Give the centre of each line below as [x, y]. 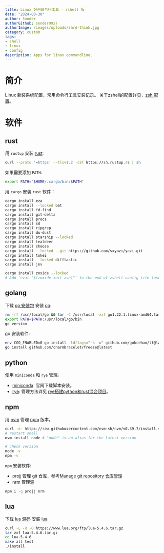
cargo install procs [26, 219]
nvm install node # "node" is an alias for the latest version [71, 438]
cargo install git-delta [30, 215]
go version [16, 324]
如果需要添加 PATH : [24, 173]
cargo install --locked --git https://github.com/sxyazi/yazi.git [74, 251]
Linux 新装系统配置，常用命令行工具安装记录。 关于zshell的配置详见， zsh [79, 95]
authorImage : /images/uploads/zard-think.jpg [52, 28]
